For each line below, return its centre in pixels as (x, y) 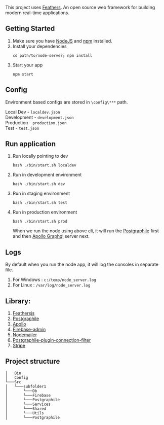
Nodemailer (25, 335)
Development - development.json (40, 117)
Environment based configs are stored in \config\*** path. (67, 102)
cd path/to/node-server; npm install (52, 55)
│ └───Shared (26, 409)
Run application (31, 144)
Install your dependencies (39, 46)
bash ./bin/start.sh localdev (45, 165)
